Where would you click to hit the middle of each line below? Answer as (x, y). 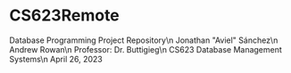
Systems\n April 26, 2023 (56, 59)
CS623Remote (65, 16)
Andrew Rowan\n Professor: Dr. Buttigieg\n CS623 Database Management (146, 49)
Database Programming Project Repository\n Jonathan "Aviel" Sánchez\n (144, 40)
